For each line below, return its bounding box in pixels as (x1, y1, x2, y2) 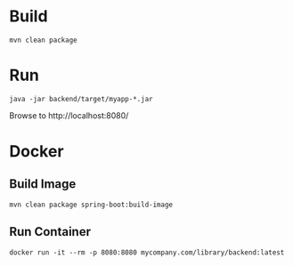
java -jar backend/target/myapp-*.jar (9, 94, 153, 103)
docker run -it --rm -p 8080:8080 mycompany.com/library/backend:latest (9, 247, 285, 257)
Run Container (9, 224, 92, 239)
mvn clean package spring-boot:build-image (9, 200, 174, 209)
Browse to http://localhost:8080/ (9, 109, 129, 121)
